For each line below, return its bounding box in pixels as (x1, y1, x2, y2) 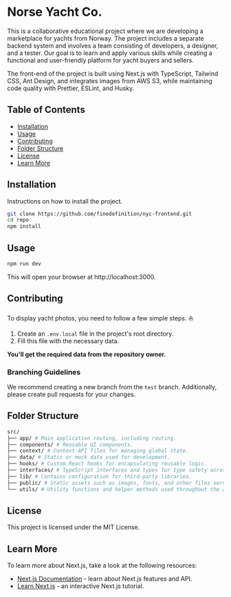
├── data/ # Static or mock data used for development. (7, 454, 170, 461)
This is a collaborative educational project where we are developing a (7, 27, 204, 35)
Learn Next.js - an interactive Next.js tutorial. (16, 582, 144, 590)
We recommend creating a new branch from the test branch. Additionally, (7, 382, 217, 391)
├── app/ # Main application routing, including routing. (7, 435, 177, 442)
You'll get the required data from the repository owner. (7, 350, 166, 358)
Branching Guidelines (7, 367, 81, 377)
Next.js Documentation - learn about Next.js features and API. (16, 575, 192, 583)
